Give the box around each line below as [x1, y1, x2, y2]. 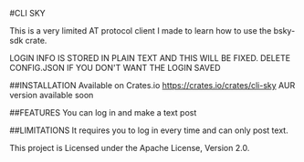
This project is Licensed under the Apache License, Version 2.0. [9, 143, 250, 153]
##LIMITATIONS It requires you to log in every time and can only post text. [9, 125, 289, 136]
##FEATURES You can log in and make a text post [9, 107, 197, 117]
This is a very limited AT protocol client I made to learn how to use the [9, 25, 272, 35]
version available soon [9, 90, 94, 100]
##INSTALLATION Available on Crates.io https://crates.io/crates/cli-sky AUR [9, 80, 296, 90]
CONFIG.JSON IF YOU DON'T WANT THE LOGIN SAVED [9, 63, 221, 73]
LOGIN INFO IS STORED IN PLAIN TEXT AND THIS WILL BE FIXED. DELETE [9, 53, 290, 63]
